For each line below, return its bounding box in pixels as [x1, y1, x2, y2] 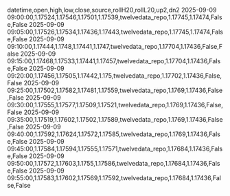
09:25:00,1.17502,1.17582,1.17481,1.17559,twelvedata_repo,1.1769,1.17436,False [7, 86, 223, 94]
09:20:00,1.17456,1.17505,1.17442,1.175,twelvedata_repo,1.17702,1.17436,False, [7, 72, 222, 80]
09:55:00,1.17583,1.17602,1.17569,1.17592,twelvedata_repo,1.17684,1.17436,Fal [7, 174, 222, 182]
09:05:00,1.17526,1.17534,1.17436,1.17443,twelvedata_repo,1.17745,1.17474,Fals [7, 28, 224, 36]
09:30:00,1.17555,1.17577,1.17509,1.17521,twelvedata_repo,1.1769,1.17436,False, [7, 101, 223, 109]
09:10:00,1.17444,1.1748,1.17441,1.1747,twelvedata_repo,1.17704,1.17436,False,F [7, 43, 223, 50]
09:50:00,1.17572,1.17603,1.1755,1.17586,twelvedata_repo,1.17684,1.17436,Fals [7, 160, 220, 167]
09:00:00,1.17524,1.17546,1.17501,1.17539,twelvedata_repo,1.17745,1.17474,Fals [7, 13, 222, 21]
